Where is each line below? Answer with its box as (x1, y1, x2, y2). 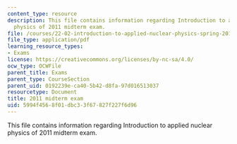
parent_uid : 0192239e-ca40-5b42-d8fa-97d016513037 (7, 82, 159, 89)
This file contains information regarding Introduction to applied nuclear (7, 121, 213, 129)
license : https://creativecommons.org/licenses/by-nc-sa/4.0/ (7, 56, 194, 63)
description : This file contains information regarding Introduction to (7, 17, 226, 24)
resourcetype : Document (7, 89, 78, 96)
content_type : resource (7, 10, 78, 18)
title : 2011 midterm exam (7, 96, 83, 103)
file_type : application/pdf (7, 37, 90, 44)
